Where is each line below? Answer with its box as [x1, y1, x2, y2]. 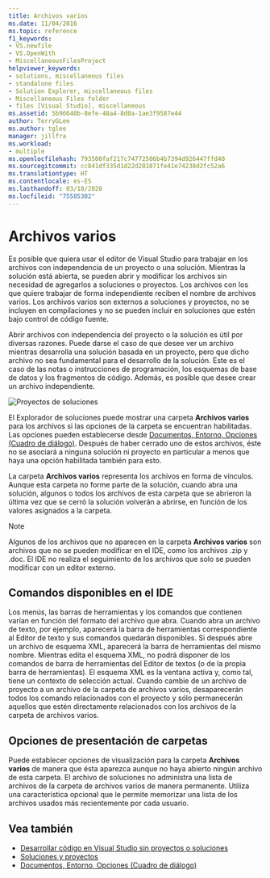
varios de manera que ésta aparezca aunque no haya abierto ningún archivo [8, 764, 263, 774]
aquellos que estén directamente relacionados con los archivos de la [8, 702, 236, 711]
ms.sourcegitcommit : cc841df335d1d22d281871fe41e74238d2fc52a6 [8, 163, 226, 171]
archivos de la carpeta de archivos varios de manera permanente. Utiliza [8, 781, 250, 791]
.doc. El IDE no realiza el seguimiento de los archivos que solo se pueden [8, 554, 251, 564]
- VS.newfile [8, 42, 52, 50]
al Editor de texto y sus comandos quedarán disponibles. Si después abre [8, 633, 252, 643]
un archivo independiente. [8, 381, 95, 390]
